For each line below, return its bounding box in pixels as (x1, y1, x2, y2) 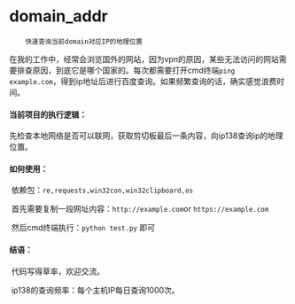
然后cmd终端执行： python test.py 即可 (11, 222, 155, 233)
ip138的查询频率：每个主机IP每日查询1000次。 (11, 285, 180, 295)
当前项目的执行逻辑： (9, 109, 87, 120)
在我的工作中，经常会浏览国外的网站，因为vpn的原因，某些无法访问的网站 (9, 53, 279, 64)
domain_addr (9, 6, 108, 27)
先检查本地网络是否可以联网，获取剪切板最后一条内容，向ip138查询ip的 (9, 130, 268, 141)
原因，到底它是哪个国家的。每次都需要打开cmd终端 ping (32, 65, 236, 75)
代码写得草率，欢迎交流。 (11, 266, 105, 277)
